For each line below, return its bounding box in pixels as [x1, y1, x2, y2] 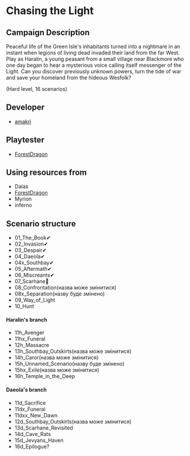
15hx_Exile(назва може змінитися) [14, 366, 99, 373]
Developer [6, 103, 45, 113]
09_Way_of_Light [14, 297, 56, 304]
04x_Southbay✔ [14, 259, 54, 266]
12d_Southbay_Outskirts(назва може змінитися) [14, 418, 132, 425]
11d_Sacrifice [14, 399, 46, 406]
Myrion [14, 195, 32, 203]
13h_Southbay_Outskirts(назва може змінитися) [14, 348, 132, 355]
